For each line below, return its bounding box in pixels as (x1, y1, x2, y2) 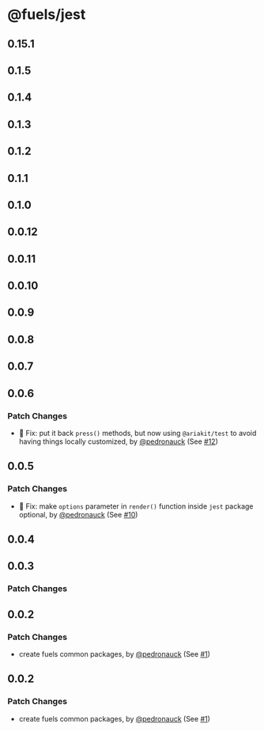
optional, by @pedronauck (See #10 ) (18, 509, 138, 519)
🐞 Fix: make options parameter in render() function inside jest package (18, 501, 254, 511)
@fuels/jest (7, 6, 86, 24)
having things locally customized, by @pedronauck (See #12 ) (18, 437, 219, 446)
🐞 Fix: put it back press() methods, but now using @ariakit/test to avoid (18, 428, 257, 437)
